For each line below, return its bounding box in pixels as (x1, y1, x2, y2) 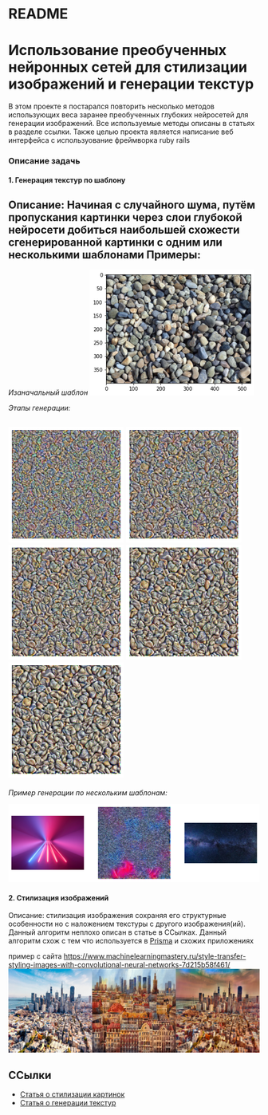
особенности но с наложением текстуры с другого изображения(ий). (8, 919, 246, 929)
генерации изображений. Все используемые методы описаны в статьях (8, 119, 255, 128)
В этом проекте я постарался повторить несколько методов (8, 101, 215, 112)
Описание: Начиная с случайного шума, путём (8, 199, 255, 212)
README (8, 5, 69, 23)
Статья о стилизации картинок (19, 1089, 125, 1099)
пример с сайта (8, 951, 62, 961)
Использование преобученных (8, 41, 227, 60)
